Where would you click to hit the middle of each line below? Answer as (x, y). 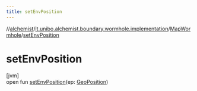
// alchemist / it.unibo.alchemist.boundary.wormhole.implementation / (88, 29)
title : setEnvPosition (34, 12)
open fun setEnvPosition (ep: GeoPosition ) (57, 81)
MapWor (180, 29)
